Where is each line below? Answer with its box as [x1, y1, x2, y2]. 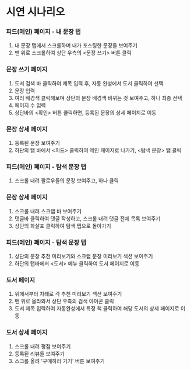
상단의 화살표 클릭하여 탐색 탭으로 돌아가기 [14, 222, 112, 229]
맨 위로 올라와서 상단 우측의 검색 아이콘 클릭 [14, 298, 115, 305]
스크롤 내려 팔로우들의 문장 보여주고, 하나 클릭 [14, 177, 119, 184]
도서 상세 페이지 [6, 328, 48, 337]
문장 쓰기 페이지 [6, 65, 48, 74]
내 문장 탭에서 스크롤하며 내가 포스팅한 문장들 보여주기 [14, 42, 138, 49]
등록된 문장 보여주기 [14, 140, 60, 147]
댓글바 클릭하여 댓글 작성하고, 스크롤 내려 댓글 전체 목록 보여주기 [14, 215, 161, 222]
